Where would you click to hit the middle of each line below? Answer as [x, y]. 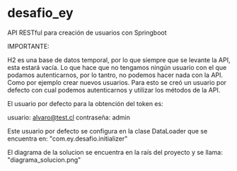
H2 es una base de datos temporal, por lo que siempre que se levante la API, [119, 60]
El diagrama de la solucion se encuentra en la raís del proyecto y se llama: [115, 152]
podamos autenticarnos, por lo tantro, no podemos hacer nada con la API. [115, 75]
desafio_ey [40, 13]
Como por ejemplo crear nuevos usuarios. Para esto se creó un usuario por [117, 82]
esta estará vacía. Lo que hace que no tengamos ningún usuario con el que [117, 67]
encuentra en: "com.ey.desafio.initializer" [68, 138]
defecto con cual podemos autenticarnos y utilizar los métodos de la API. [114, 90]
